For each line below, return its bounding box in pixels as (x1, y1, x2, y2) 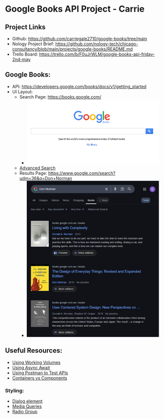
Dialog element (12, 398, 43, 404)
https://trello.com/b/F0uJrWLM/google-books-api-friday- (39, 51, 155, 57)
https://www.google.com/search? (48, 170, 116, 176)
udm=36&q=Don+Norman (19, 175, 72, 181)
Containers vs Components (12, 375, 67, 381)
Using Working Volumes (12, 359, 61, 365)
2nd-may (12, 57, 31, 62)
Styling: (5, 387, 24, 394)
